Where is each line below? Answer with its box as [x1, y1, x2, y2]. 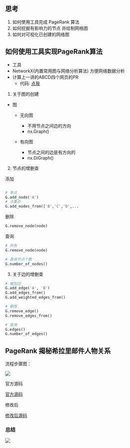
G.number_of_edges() [5, 331, 48, 337]
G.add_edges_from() [5, 290, 46, 295]
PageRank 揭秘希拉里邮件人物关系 [5, 346, 111, 355]
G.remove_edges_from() [5, 313, 52, 318]
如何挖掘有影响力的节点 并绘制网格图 [12, 25, 88, 31]
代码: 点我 [19, 80, 40, 86]
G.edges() [5, 327, 26, 332]
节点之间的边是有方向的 [27, 149, 76, 155]
